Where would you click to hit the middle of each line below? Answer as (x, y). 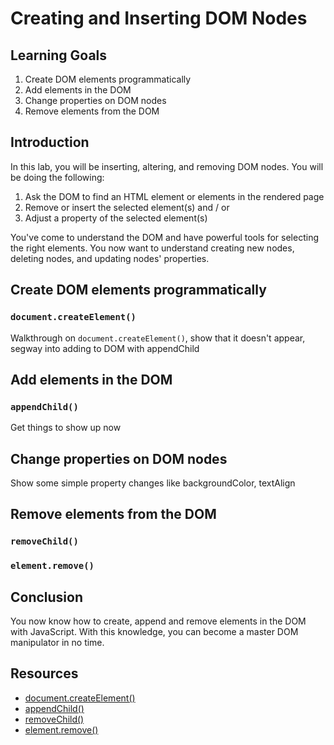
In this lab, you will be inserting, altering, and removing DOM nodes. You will (167, 166)
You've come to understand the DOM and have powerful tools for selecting (164, 237)
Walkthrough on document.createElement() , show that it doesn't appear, (158, 338)
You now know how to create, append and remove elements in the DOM (158, 621)
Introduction (50, 142)
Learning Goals (59, 55)
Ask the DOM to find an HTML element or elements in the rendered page (174, 196)
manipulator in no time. (57, 643)
